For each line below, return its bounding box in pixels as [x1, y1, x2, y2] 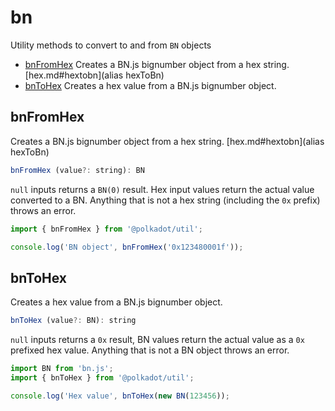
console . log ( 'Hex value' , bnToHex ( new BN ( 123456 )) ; [10, 391, 230, 401]
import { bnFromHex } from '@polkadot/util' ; [10, 224, 203, 234]
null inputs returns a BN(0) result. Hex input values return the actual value [10, 183, 315, 195]
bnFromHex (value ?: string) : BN [10, 165, 145, 175]
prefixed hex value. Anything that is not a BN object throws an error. [10, 344, 290, 356]
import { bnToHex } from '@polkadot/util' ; [10, 372, 195, 383]
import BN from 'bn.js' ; [10, 364, 114, 374]
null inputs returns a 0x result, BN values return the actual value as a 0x [10, 334, 305, 346]
